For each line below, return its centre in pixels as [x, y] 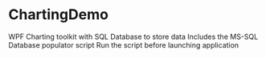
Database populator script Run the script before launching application [124, 44]
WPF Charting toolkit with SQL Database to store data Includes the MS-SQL [133, 37]
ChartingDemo [58, 15]
